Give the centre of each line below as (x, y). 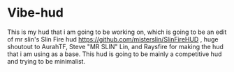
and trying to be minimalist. (46, 61)
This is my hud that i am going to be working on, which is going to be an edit (117, 32)
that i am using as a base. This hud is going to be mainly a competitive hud (115, 54)
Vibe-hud (36, 13)
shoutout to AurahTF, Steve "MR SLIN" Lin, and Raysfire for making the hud (115, 46)
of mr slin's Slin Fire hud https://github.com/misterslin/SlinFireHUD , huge (113, 39)
